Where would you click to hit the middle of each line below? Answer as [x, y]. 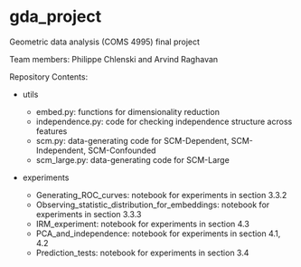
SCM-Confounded [122, 150]
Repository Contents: [49, 76]
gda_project [56, 17]
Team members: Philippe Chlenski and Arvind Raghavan [114, 59]
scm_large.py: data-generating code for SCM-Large [133, 159]
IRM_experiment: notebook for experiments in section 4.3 [143, 224]
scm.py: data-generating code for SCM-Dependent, [132, 140]
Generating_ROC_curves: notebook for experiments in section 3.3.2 [161, 195]
